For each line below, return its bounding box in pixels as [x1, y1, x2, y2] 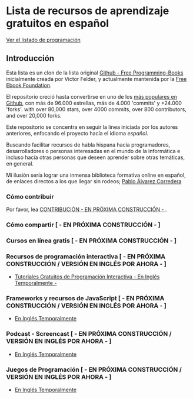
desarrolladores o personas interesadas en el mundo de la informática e [6, 147, 181, 154]
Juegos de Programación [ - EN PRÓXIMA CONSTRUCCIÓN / [6, 365, 182, 374]
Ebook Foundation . [6, 82, 52, 89]
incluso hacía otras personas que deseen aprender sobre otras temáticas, [6, 154, 185, 161]
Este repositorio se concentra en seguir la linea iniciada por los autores [6, 123, 178, 131]
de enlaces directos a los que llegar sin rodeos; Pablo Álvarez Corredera [6, 177, 182, 184]
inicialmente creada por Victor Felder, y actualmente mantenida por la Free [6, 75, 187, 82]
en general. [6, 160, 34, 167]
